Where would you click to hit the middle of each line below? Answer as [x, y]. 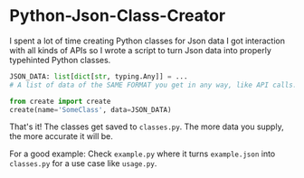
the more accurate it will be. [61, 136]
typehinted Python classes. [60, 60]
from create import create [60, 101]
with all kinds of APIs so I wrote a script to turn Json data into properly [140, 50]
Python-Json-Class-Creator [118, 16]
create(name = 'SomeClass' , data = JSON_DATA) [90, 109]
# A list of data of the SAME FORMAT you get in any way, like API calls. [153, 85]
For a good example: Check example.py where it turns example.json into [142, 154]
